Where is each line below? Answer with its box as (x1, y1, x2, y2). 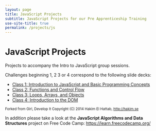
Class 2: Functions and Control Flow (12, 87, 85, 93)
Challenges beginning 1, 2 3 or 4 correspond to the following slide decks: (5, 72, 152, 78)
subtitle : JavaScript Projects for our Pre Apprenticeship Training (5, 16, 147, 21)
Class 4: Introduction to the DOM (12, 97, 78, 103)
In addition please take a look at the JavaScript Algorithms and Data (5, 115, 143, 121)
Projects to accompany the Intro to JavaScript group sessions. (5, 63, 130, 68)
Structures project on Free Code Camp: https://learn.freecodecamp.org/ (5, 120, 151, 126)
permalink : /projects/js (5, 25, 55, 30)
